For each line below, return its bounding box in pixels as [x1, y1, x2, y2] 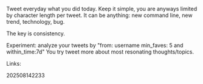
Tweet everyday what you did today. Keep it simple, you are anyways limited [6, 5, 198, 12]
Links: [6, 60, 21, 67]
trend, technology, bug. [6, 18, 65, 25]
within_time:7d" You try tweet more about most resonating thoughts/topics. [6, 48, 194, 55]
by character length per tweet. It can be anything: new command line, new [6, 12, 193, 19]
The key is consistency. [6, 30, 65, 37]
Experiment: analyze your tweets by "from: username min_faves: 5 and [6, 42, 184, 49]
